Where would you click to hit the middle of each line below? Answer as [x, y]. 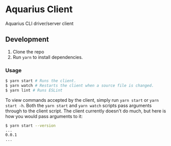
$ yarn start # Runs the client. [41, 81]
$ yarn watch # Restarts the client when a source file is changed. [80, 85]
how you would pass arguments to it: [44, 116]
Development [27, 39]
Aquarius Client [39, 9]
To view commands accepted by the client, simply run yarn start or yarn [82, 100]
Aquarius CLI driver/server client [40, 23]
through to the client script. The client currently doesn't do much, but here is [86, 111]
